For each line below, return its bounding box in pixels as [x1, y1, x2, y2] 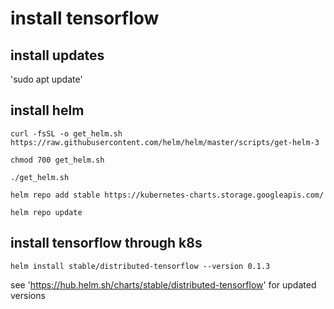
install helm [10, 102, 85, 119]
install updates [10, 47, 105, 64]
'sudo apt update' [10, 73, 83, 85]
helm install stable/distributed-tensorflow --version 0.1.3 [10, 261, 271, 271]
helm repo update [10, 207, 83, 217]
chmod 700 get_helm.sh [10, 155, 105, 165]
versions [10, 289, 46, 301]
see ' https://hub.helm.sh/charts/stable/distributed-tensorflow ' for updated [10, 278, 317, 291]
